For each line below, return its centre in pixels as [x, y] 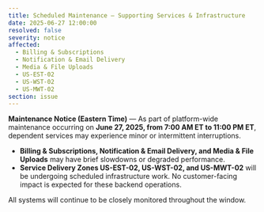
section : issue [33, 97]
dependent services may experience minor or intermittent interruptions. [124, 136]
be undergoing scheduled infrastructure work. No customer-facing [128, 176]
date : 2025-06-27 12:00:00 [53, 23]
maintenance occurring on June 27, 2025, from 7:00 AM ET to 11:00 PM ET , [132, 127]
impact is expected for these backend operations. [100, 185]
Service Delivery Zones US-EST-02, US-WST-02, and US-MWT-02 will [138, 168]
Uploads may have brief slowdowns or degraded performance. [122, 160]
